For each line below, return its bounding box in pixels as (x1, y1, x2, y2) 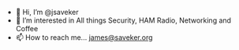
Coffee (15, 24, 39, 33)
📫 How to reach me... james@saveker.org (15, 33, 153, 42)
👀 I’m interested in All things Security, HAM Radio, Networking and (15, 16, 231, 25)
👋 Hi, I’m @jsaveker (15, 8, 79, 16)
